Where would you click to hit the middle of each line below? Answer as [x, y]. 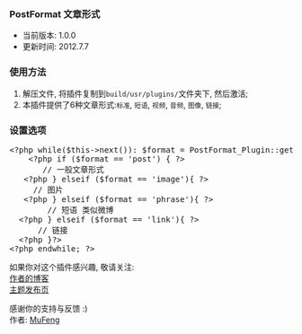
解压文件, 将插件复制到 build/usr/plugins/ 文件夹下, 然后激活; [135, 93]
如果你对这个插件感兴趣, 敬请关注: [72, 267]
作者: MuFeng [35, 320]
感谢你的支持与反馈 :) [49, 308]
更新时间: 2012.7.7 [56, 47]
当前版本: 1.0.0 [49, 35]
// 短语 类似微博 [80, 210]
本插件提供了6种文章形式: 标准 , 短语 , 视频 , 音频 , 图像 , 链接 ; [122, 104]
